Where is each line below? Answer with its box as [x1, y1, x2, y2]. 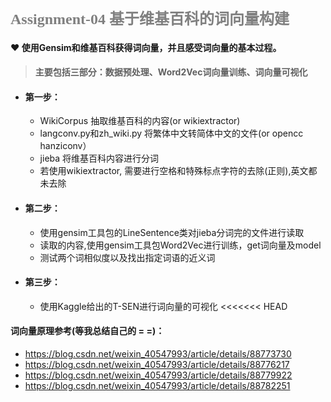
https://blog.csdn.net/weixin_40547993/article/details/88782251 [24, 379, 291, 391]
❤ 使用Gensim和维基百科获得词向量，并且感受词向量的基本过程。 [10, 41, 282, 53]
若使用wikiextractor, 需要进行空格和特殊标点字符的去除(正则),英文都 [39, 165, 318, 177]
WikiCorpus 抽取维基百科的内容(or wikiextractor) [39, 115, 241, 127]
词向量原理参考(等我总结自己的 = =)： [10, 325, 165, 337]
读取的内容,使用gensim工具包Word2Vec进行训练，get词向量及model [39, 239, 322, 251]
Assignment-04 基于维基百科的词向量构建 [10, 10, 290, 28]
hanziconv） [39, 140, 92, 152]
